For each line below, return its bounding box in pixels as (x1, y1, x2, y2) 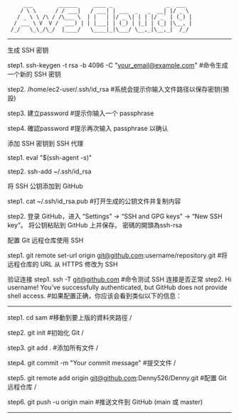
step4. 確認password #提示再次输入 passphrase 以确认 (7, 124, 169, 132)
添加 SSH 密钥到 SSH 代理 (7, 139, 84, 147)
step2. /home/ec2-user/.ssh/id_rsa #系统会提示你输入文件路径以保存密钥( (7, 85, 223, 93)
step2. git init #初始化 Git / (7, 328, 84, 337)
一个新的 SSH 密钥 (7, 70, 62, 78)
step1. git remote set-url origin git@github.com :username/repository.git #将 (7, 251, 228, 259)
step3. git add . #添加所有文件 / (7, 343, 99, 352)
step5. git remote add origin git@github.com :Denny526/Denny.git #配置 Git (7, 374, 227, 382)
